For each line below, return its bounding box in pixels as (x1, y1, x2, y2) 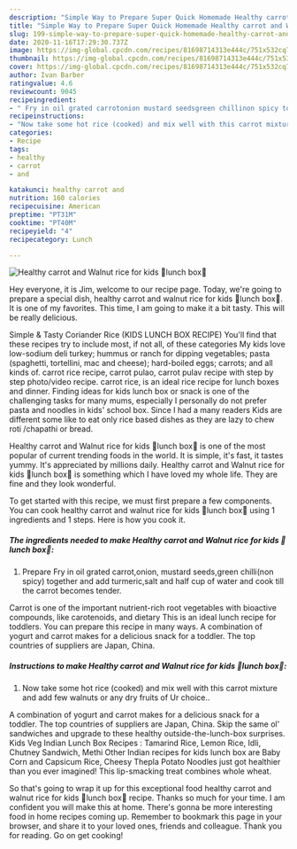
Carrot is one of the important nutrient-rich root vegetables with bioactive (9, 603, 277, 613)
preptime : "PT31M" (9, 210, 77, 219)
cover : (9, 63, 34, 72)
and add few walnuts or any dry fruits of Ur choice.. (21, 692, 210, 703)
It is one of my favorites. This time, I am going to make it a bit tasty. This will (9, 303, 286, 314)
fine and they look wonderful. (9, 479, 117, 489)
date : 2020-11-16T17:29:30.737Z (9, 37, 128, 47)
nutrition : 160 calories (9, 194, 101, 203)
